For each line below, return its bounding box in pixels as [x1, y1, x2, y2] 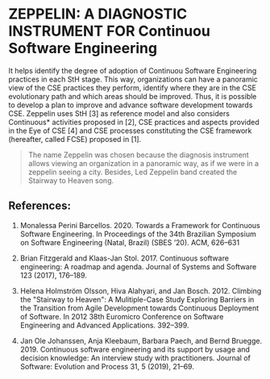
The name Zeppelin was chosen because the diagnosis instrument [27, 150, 250, 160]
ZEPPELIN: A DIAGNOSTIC [8, 5, 188, 23]
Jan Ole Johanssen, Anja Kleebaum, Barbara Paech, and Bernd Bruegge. [19, 335, 263, 345]
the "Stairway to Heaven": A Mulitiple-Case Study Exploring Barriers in [19, 294, 255, 304]
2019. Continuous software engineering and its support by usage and [19, 344, 250, 354]
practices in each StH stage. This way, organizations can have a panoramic [8, 74, 258, 84]
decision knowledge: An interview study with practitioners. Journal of [19, 352, 251, 363]
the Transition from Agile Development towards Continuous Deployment [19, 303, 260, 313]
